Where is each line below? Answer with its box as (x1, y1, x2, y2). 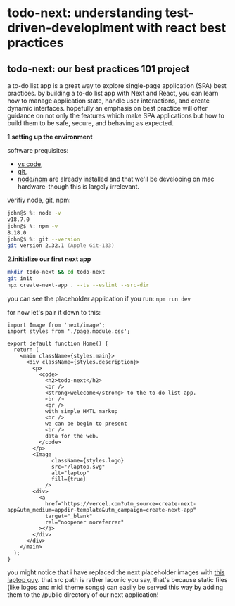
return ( (13, 346, 39, 353)
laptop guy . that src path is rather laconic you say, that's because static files (7, 575, 228, 583)
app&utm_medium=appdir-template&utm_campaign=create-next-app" (7, 506, 197, 513)
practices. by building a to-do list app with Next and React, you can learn (7, 89, 219, 97)
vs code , (17, 160, 44, 168)
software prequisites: (7, 146, 69, 154)
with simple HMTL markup (44, 408, 118, 415)
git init (7, 275, 33, 282)
